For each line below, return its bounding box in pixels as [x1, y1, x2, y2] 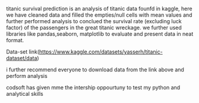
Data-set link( [6, 48, 40, 55]
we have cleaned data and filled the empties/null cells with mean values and [6, 11, 192, 18]
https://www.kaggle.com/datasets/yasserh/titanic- [39, 48, 163, 55]
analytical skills [6, 90, 43, 97]
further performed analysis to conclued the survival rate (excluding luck [6, 18, 182, 24]
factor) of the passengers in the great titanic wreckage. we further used [6, 24, 182, 31]
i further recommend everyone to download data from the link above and [6, 66, 184, 73]
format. [6, 37, 24, 43]
